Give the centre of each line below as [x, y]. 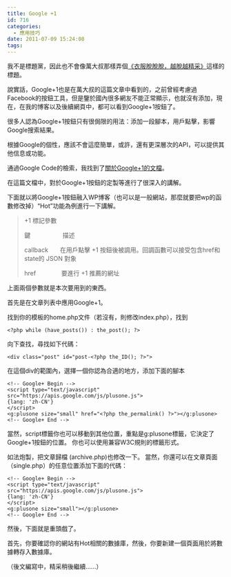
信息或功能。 [31, 153]
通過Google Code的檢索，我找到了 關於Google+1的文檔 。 [88, 168]
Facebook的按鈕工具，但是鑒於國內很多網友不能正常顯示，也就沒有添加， [112, 98]
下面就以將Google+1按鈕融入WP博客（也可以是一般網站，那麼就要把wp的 [111, 197]
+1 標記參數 [40, 221]
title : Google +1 [32, 13]
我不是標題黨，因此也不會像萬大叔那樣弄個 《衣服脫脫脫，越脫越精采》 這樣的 [116, 66]
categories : [24, 26]
